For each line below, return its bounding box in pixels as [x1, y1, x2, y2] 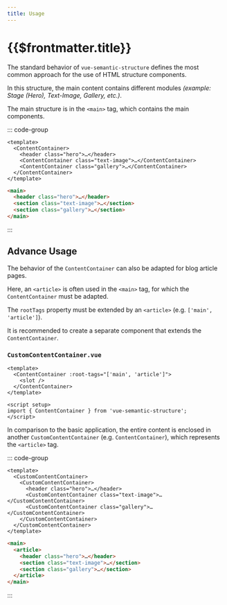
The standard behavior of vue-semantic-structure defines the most [7, 63, 199, 71]
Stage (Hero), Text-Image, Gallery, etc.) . [7, 91, 122, 99]
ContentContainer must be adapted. [7, 292, 109, 300]
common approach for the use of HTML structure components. [7, 70, 187, 78]
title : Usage [7, 10, 45, 17]
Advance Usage [7, 245, 78, 257]
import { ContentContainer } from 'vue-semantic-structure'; [7, 407, 188, 414]
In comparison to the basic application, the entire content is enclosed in [7, 426, 211, 434]
